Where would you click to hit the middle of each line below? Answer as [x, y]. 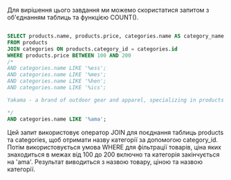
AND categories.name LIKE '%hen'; [57, 81]
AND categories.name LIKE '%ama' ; [57, 119]
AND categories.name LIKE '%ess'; [57, 69]
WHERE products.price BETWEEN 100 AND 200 [69, 55]
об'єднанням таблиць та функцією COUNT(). [73, 17]
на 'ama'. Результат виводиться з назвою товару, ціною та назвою [105, 161]
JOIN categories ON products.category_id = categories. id [92, 49]
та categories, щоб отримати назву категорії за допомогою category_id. [113, 139]
